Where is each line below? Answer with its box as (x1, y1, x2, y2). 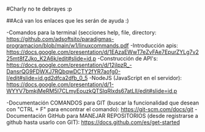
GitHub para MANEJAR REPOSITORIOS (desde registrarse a (47, 112, 198, 119)
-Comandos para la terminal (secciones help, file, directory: (6, 29, 157, 36)
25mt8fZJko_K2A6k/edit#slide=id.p (6, 55, 97, 62)
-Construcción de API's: (97, 55, 158, 62)
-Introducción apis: (130, 42, 179, 49)
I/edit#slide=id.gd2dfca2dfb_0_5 (6, 75, 88, 81)
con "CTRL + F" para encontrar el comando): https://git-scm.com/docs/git (6, 106, 194, 112)
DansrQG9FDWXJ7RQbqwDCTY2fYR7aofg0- (6, 68, 121, 75)
